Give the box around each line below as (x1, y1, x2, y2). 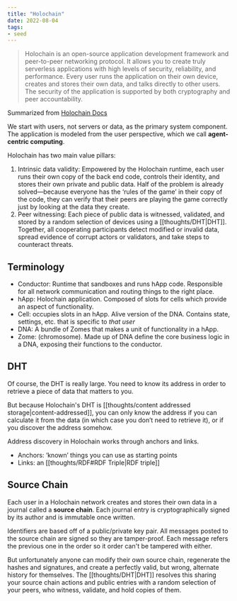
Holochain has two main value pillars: (7, 151, 116, 160)
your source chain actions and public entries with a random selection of (7, 578, 216, 586)
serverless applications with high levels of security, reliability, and (24, 65, 216, 73)
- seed (7, 30, 27, 38)
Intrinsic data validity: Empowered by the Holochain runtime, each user (17, 165, 224, 174)
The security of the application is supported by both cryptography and (24, 87, 231, 96)
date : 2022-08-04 (7, 17, 59, 24)
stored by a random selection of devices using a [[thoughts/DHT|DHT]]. (17, 218, 227, 226)
